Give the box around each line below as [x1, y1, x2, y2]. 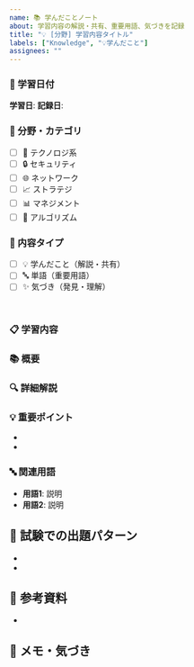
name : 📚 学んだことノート [9, 13, 99, 23]
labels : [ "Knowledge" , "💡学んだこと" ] [9, 38, 148, 48]
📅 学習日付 [9, 78, 56, 91]
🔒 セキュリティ [22, 158, 77, 169]
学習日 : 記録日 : [9, 100, 65, 111]
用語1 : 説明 [22, 488, 63, 499]
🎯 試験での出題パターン [9, 528, 137, 544]
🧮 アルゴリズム [22, 212, 78, 222]
